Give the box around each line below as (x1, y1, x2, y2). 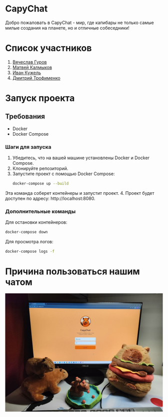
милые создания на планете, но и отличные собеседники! (5, 25, 130, 31)
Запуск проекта (5, 93, 75, 104)
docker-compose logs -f (5, 249, 55, 254)
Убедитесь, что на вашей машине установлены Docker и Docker (12, 155, 150, 161)
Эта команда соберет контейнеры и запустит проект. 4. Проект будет (5, 190, 154, 196)
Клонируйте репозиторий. (12, 166, 68, 172)
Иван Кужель (12, 70, 41, 76)
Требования (5, 112, 45, 121)
